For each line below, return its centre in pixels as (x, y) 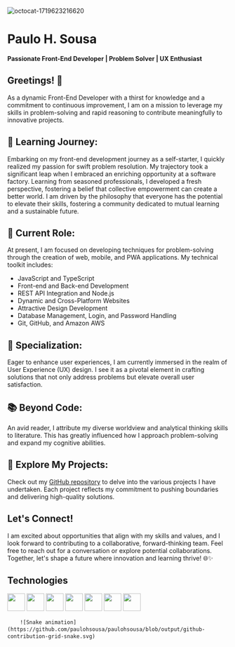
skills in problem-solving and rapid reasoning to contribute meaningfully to (115, 112)
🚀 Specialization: (45, 345)
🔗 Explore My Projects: (58, 465)
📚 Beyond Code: (45, 407)
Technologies (38, 581)
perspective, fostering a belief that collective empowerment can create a (112, 189)
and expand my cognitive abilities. (56, 443)
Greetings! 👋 (35, 81)
